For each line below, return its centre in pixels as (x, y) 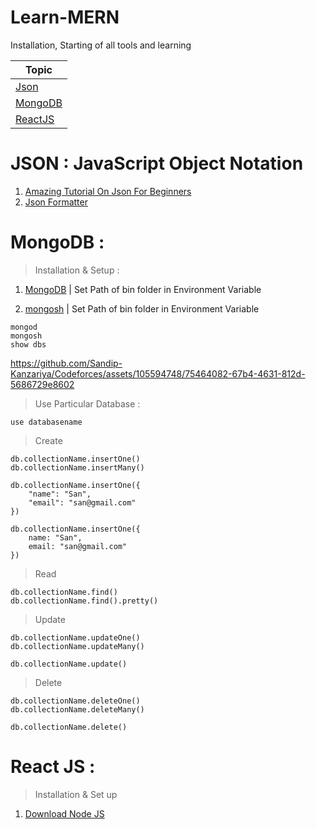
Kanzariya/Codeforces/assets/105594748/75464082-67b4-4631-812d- (158, 373)
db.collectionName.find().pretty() (84, 601)
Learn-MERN (65, 17)
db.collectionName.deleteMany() (77, 709)
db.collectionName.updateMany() (77, 646)
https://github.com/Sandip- (66, 363)
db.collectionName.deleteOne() (75, 701)
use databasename (46, 422)
